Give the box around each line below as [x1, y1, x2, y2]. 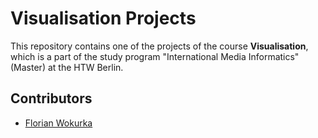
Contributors [10, 90, 93, 107]
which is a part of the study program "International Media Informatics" [10, 50, 300, 62]
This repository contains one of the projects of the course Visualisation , [10, 40, 309, 52]
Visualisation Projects [10, 7, 197, 30]
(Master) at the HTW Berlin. [10, 61, 124, 73]
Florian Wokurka [24, 117, 93, 129]
